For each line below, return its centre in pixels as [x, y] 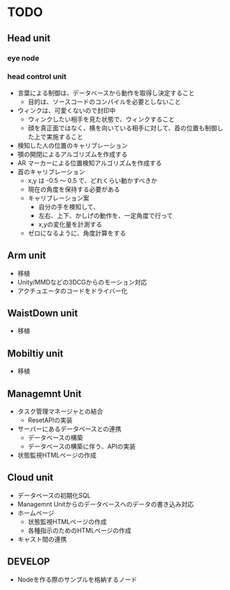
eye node [23, 58]
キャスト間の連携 [42, 539]
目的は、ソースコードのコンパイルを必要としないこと [104, 102]
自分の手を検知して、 [69, 207]
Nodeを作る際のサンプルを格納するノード [77, 579]
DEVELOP [29, 562]
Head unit [29, 38]
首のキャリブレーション [51, 172]
